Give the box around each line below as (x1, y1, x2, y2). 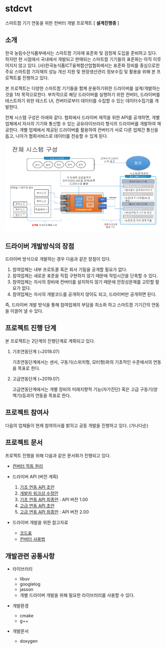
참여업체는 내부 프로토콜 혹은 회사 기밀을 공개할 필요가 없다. (12, 267, 128, 272)
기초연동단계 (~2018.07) (12, 348, 60, 354)
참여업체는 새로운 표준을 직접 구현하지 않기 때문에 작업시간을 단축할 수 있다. (12, 273, 158, 279)
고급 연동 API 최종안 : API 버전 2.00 (19, 509, 89, 515)
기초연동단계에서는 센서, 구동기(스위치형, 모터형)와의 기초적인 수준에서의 (12, 359, 152, 365)
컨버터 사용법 (19, 536, 46, 542)
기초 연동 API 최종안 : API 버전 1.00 (19, 496, 88, 502)
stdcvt (5, 3, 32, 14)
